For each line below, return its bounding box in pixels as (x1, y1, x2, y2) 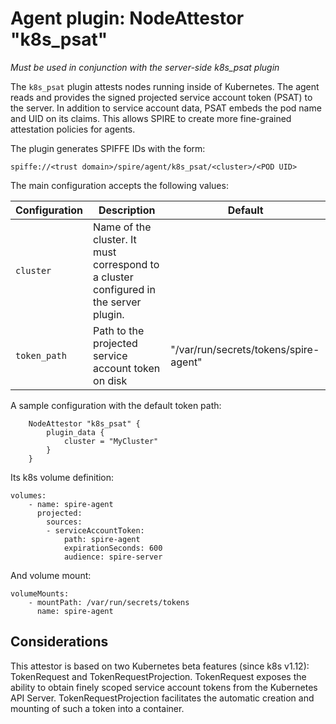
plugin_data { (46, 427, 105, 437)
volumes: (10, 490, 47, 501)
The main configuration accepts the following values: (10, 179, 229, 191)
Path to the (93, 323, 145, 337)
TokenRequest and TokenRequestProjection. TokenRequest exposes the (10, 670, 307, 682)
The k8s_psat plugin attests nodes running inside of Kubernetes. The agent (10, 80, 320, 92)
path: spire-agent (63, 534, 141, 544)
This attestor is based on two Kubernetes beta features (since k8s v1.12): (10, 660, 310, 672)
